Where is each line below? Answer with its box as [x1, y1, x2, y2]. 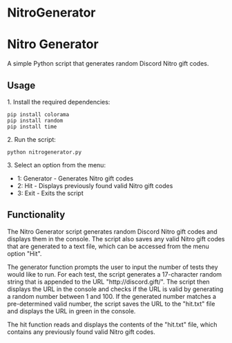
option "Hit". [7, 249, 42, 257]
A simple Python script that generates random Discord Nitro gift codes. [7, 59, 209, 68]
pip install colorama [7, 111, 70, 118]
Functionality [7, 209, 66, 221]
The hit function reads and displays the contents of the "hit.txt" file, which [7, 320, 217, 328]
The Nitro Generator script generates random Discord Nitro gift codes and [7, 227, 217, 236]
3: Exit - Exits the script [17, 189, 84, 197]
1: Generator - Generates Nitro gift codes [17, 174, 133, 183]
